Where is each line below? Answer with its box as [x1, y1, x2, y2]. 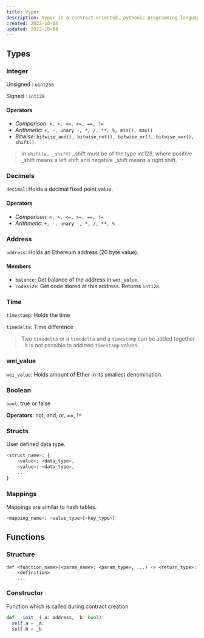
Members [6, 263, 32, 270]
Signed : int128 [6, 92, 45, 99]
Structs [6, 427, 29, 435]
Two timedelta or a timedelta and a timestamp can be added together [21, 335, 195, 342]
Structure [6, 550, 35, 559]
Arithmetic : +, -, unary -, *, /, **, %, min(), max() [15, 126, 153, 134]
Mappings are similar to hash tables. [6, 503, 97, 511]
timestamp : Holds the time [6, 311, 70, 319]
